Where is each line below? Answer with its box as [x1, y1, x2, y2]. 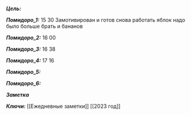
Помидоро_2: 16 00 [6, 34, 56, 41]
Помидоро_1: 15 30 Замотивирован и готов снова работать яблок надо [6, 17, 186, 23]
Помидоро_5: [6, 68, 41, 75]
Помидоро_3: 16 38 [6, 45, 56, 52]
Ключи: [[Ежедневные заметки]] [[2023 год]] [6, 103, 121, 110]
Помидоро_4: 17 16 [6, 57, 55, 64]
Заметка [6, 91, 29, 98]
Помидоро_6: [6, 80, 41, 87]
